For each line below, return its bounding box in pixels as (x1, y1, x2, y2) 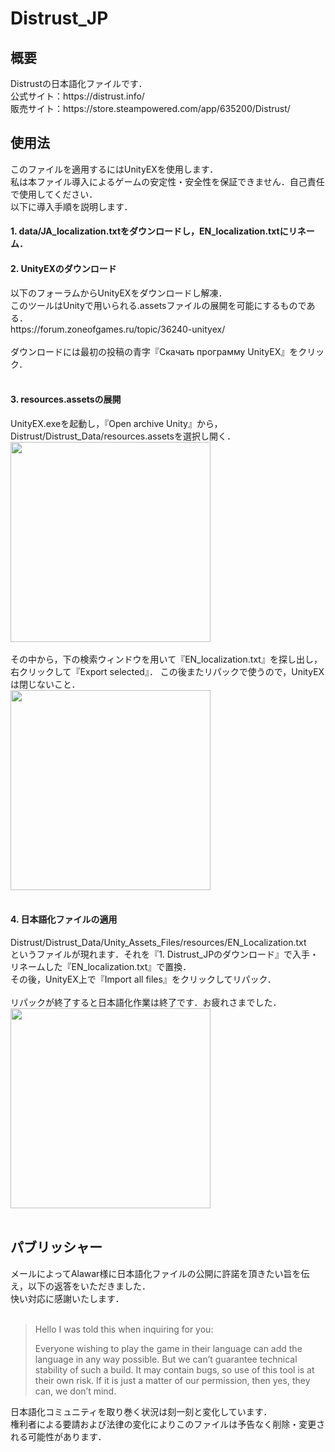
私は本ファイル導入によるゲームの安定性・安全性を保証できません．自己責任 (10, 175, 325, 187)
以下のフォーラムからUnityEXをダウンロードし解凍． (10, 287, 228, 299)
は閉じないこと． (10, 678, 81, 690)
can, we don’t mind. (34, 1385, 117, 1397)
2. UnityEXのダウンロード (10, 263, 117, 274)
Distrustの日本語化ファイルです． (10, 78, 148, 89)
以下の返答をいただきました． (27, 1280, 151, 1292)
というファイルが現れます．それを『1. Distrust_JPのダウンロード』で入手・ (10, 948, 320, 961)
